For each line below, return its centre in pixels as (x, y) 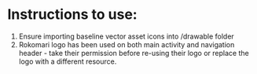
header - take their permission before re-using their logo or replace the (134, 53)
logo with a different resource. (68, 61)
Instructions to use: (73, 15)
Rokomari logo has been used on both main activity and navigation (127, 44)
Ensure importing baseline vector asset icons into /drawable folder (127, 36)
